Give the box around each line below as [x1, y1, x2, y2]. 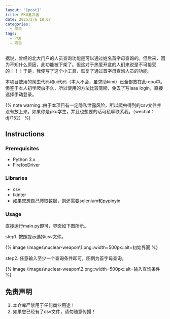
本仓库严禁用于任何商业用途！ [12, 302, 75, 308]
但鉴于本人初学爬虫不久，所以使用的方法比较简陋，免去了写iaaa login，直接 [5, 85, 163, 91]
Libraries [5, 175, 28, 182]
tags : [5, 31, 17, 36]
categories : [5, 21, 30, 27]
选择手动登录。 [5, 91, 37, 97]
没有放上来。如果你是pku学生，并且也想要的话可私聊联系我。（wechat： [5, 108, 155, 114]
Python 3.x [12, 156, 36, 163]
